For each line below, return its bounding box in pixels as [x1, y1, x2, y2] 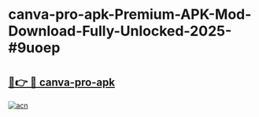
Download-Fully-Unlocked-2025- [8, 22, 232, 40]
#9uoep [8, 39, 61, 57]
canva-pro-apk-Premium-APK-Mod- [8, 5, 252, 24]
